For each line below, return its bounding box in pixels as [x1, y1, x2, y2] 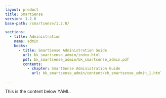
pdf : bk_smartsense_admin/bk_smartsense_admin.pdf [23, 57, 129, 62]
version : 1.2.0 [5, 16, 37, 21]
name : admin [14, 39, 39, 44]
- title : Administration [9, 34, 61, 39]
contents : [23, 62, 43, 67]
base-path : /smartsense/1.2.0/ [5, 21, 70, 26]
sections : [5, 30, 26, 35]
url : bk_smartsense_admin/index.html [23, 52, 100, 57]
